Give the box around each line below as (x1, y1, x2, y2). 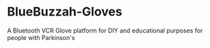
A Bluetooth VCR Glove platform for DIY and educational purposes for (7, 26, 203, 34)
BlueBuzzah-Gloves (7, 4, 122, 20)
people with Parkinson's (7, 33, 75, 41)
